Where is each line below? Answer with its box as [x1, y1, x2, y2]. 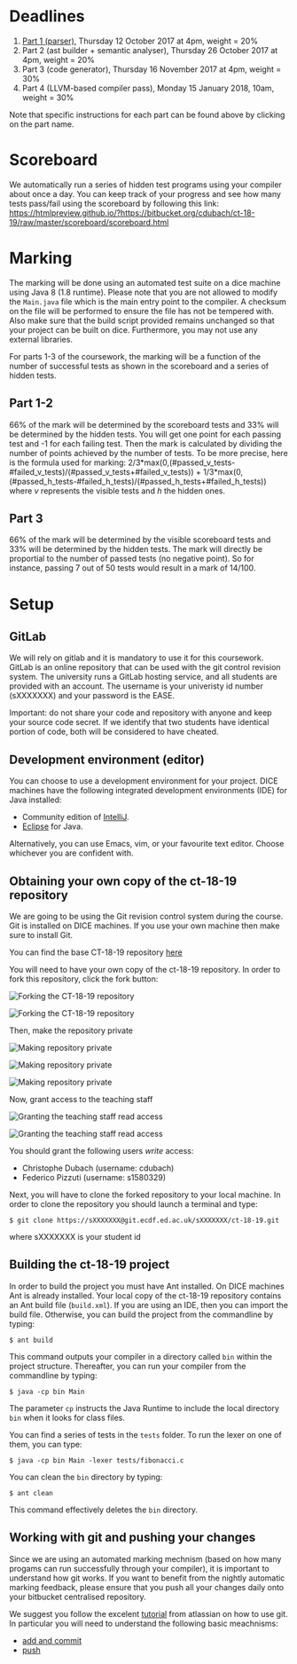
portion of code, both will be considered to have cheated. [9, 726, 219, 737]
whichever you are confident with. [9, 848, 134, 858]
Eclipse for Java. [21, 821, 83, 832]
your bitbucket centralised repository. [9, 1591, 146, 1602]
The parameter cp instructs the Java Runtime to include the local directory [9, 1402, 279, 1413]
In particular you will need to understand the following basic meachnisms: [9, 1618, 279, 1629]
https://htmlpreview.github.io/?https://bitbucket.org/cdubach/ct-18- [9, 207, 255, 218]
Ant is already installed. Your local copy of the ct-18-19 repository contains [9, 1289, 282, 1301]
